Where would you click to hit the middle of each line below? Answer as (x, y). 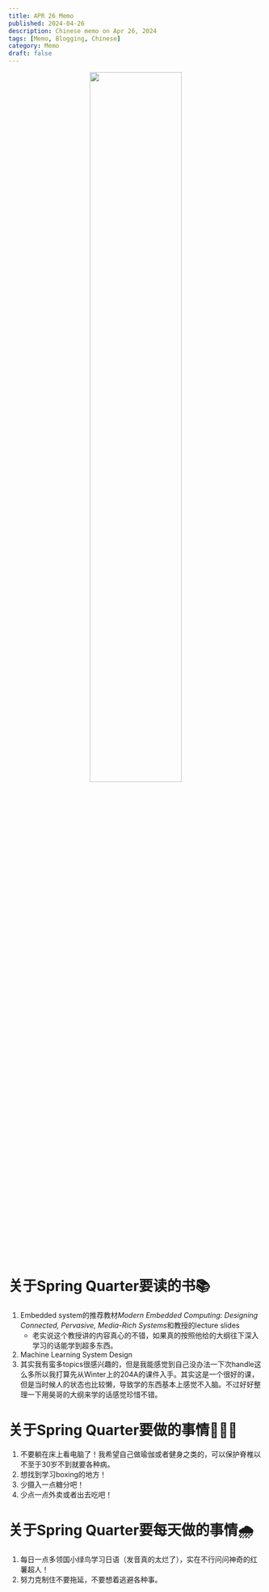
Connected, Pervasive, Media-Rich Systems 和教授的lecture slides (130, 1325)
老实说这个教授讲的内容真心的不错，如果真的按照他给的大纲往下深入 (145, 1335)
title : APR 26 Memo (41, 16)
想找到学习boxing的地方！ (63, 1474)
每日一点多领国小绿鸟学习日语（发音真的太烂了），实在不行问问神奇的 (135, 1559)
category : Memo (34, 46)
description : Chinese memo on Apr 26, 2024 (83, 31)
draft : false (30, 53)
